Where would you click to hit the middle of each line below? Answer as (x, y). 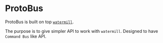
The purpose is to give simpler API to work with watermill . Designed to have (81, 31)
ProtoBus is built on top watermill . (39, 22)
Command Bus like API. (26, 36)
